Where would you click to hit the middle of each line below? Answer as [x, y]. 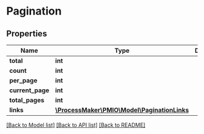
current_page [29, 90]
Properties [27, 34]
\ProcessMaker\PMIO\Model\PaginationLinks [122, 110]
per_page [23, 80]
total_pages [27, 100]
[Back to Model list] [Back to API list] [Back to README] [76, 125]
